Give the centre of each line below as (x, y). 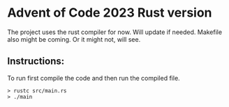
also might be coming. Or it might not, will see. (74, 39)
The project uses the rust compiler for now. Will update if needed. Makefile (114, 32)
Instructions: (36, 61)
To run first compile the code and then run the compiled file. (94, 78)
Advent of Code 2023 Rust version (110, 13)
